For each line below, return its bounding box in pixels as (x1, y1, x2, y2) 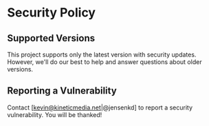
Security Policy (7, 5, 96, 21)
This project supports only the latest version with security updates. (7, 50, 197, 59)
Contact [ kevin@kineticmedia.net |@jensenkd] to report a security (7, 103, 193, 112)
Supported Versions (7, 32, 95, 44)
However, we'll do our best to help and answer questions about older (7, 58, 202, 66)
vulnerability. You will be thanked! (7, 110, 102, 118)
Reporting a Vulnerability (7, 85, 117, 97)
